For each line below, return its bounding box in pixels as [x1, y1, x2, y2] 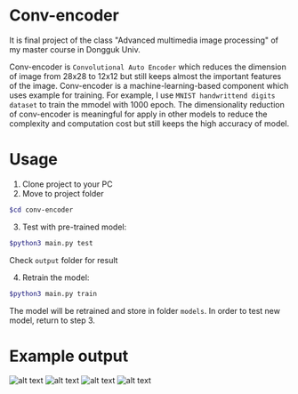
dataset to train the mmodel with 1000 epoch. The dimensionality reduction [9, 99, 285, 109]
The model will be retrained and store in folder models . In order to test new [9, 305, 280, 316]
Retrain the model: [21, 272, 90, 283]
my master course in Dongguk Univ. [9, 44, 141, 54]
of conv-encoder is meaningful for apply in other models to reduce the [9, 109, 268, 119]
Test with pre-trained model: [21, 221, 127, 232]
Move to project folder [21, 188, 104, 198]
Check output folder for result [9, 254, 118, 265]
